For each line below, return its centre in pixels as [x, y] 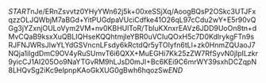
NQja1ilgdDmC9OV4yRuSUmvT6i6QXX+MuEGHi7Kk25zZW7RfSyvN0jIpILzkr [133, 53]
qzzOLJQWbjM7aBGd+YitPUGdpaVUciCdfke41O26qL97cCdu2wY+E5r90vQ [132, 20]
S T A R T [19, 11]
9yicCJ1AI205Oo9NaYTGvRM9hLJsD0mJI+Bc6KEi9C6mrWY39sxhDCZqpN [132, 62]
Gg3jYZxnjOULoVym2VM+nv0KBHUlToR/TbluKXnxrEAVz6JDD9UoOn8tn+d [133, 28]
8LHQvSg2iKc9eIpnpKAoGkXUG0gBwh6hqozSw [89, 70]
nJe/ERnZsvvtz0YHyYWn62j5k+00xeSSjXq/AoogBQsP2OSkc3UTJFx [143, 11]
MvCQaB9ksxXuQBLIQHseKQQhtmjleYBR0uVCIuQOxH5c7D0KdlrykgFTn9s [131, 36]
